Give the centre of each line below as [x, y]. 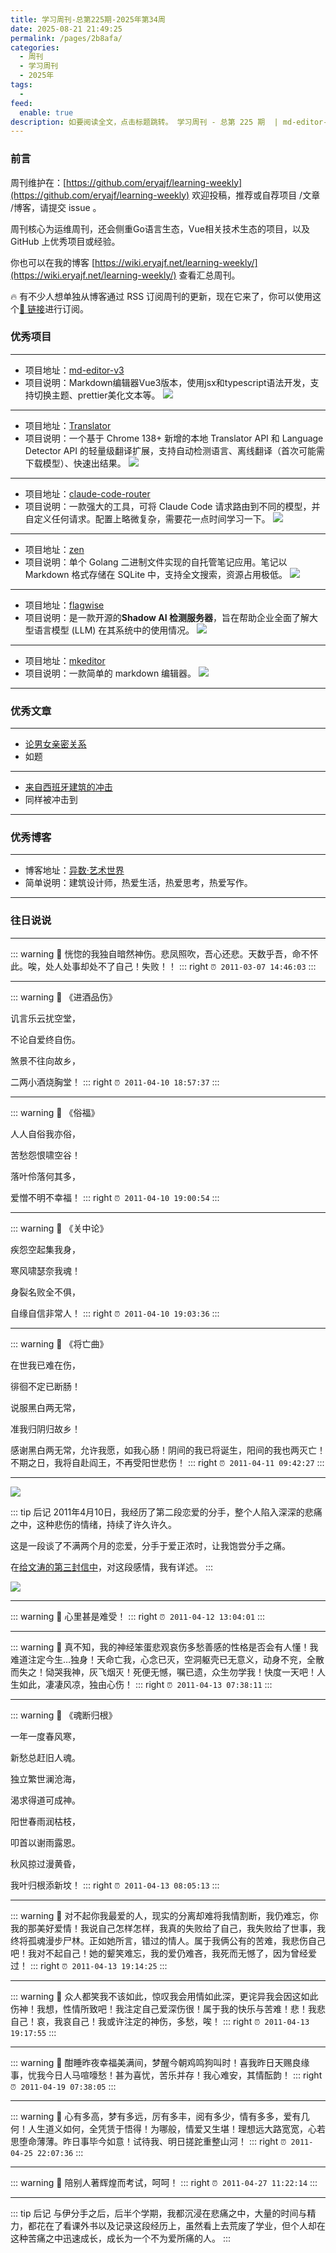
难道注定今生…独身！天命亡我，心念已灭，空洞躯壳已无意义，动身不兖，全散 [167, 1659]
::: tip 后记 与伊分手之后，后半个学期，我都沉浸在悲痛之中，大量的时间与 [159, 2213]
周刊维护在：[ [38, 182]
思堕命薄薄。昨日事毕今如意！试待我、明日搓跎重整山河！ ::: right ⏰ [148, 2141]
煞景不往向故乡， [45, 1060]
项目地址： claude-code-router [87, 493]
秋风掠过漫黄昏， [45, 1863]
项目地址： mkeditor [65, 660]
